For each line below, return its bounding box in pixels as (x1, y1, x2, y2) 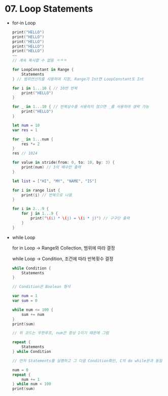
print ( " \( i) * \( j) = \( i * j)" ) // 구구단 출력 (30, 216, 130, 221)
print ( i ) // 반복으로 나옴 (21, 192, 72, 198)
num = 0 (12, 367, 28, 373)
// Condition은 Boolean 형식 (12, 284, 71, 290)
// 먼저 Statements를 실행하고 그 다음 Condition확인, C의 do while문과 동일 (12, 358, 163, 363)
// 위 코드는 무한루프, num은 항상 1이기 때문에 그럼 (12, 331, 110, 336)
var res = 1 (12, 127, 38, 132)
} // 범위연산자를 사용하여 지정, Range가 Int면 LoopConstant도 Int (12, 77, 144, 82)
